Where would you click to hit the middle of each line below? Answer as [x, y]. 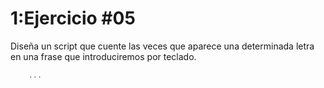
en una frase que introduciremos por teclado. [103, 56]
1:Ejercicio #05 [73, 18]
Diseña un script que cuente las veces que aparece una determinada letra [162, 46]
